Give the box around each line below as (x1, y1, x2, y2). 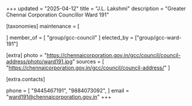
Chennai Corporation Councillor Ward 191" (6, 11, 110, 18)
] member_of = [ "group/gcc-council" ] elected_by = (6, 34, 134, 41)
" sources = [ (72, 58, 105, 65)
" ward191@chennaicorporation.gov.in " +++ (6, 94, 111, 100)
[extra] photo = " (6, 52, 47, 58)
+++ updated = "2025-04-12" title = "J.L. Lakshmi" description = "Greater (6, 5, 186, 12)
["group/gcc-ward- (135, 34, 182, 41)
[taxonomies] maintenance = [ (6, 23, 80, 29)
